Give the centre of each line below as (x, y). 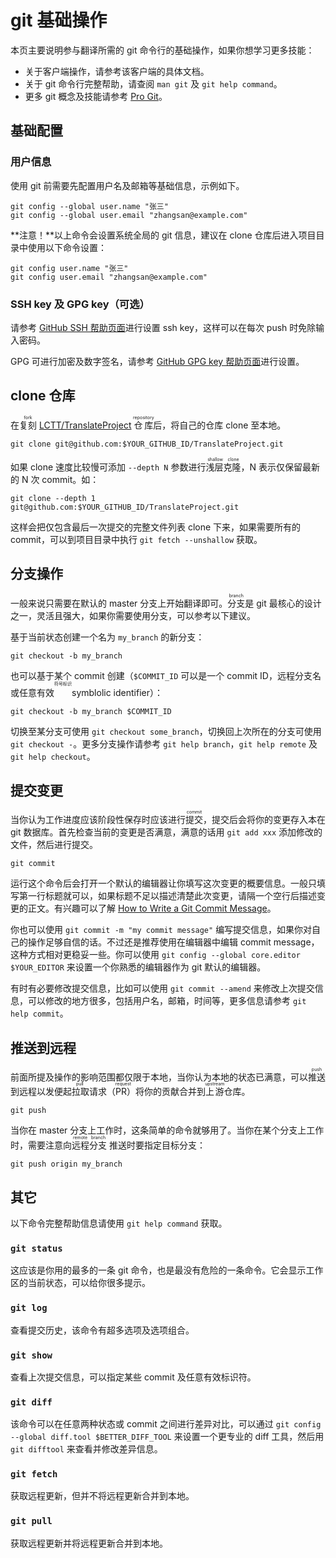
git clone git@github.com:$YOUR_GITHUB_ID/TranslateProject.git (147, 444)
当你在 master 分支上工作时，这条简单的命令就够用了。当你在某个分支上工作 (167, 1130)
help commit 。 (39, 1013)
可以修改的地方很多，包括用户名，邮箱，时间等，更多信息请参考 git (167, 1001)
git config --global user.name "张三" (89, 206)
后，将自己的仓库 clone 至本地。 (220, 425)
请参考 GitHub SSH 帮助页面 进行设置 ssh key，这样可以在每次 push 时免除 (163, 327)
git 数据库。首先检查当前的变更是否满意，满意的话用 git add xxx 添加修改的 (166, 832)
